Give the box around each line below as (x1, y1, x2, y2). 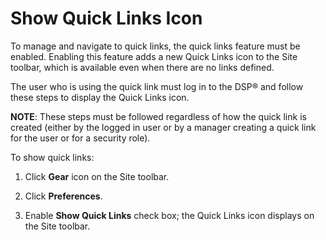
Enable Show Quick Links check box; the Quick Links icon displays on (24, 209, 315, 221)
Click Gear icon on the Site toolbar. (24, 170, 170, 182)
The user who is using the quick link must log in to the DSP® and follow (10, 80, 304, 92)
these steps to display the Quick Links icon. (10, 91, 190, 103)
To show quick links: (10, 151, 95, 163)
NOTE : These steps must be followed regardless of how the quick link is (10, 110, 307, 122)
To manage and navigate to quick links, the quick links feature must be (10, 40, 301, 52)
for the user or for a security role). (10, 132, 151, 144)
